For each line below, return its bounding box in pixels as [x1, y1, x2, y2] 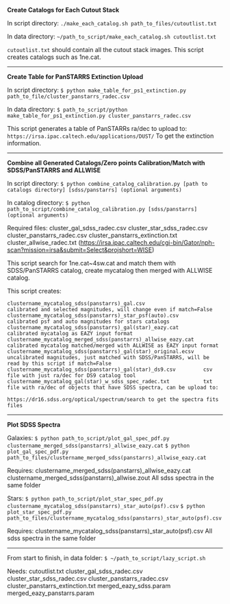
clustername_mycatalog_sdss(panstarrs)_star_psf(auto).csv [7, 312, 179, 319]
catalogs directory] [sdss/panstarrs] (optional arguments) [7, 186, 183, 193]
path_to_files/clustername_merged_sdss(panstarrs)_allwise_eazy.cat [7, 455, 207, 461]
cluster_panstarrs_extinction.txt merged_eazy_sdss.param [7, 582, 171, 590]
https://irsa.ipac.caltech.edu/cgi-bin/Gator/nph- [80, 239, 216, 246]
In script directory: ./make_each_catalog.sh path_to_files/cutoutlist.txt [7, 19, 217, 27]
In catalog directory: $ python [7, 199, 90, 206]
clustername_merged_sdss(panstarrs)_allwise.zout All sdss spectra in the [7, 474, 214, 482]
